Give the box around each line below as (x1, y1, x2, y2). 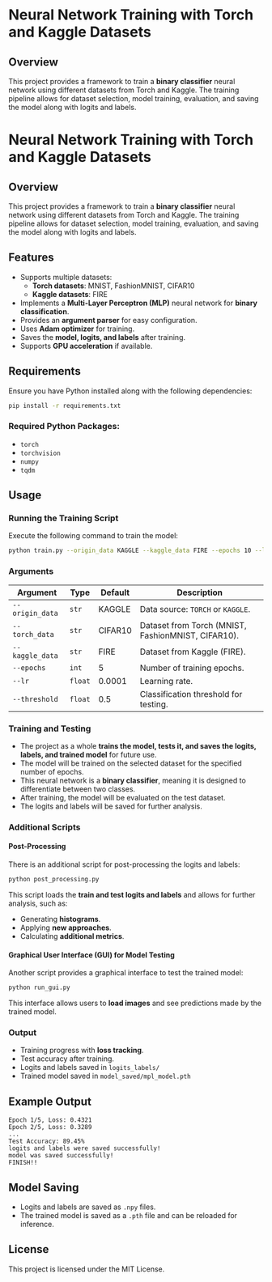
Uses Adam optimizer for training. (19, 324, 135, 333)
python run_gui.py (8, 983, 70, 992)
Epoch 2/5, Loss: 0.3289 (8, 1123, 92, 1131)
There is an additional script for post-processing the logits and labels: (8, 860, 240, 869)
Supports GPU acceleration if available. (19, 341, 153, 350)
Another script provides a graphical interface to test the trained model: (8, 968, 244, 978)
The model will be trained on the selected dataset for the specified (19, 758, 243, 768)
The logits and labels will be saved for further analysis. (19, 801, 202, 811)
